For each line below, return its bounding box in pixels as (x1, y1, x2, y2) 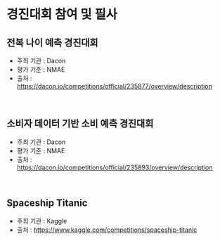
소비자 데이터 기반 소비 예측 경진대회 (6, 117, 154, 130)
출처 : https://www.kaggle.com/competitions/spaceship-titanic (16, 226, 198, 234)
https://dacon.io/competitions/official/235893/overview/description (16, 163, 213, 171)
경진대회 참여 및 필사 (6, 6, 117, 22)
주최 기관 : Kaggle (16, 216, 67, 225)
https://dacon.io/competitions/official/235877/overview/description (16, 82, 212, 90)
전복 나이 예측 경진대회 (6, 37, 99, 48)
